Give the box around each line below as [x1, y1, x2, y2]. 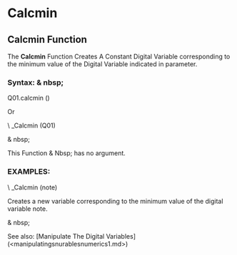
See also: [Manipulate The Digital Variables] [7, 231, 136, 240]
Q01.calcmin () [7, 94, 50, 103]
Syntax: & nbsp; [7, 77, 64, 87]
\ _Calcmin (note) [7, 183, 58, 192]
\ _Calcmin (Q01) [7, 121, 56, 130]
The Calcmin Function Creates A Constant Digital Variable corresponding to [7, 52, 231, 61]
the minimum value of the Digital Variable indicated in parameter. [7, 60, 198, 68]
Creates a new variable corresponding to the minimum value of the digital [7, 197, 223, 205]
